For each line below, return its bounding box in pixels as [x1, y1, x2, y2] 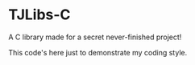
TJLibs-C [8, 6, 71, 24]
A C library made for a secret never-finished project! [8, 32, 182, 42]
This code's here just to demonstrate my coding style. [8, 47, 188, 57]
